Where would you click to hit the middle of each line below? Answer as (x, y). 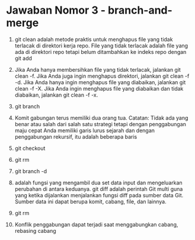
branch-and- (140, 10)
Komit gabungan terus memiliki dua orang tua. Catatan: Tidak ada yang (101, 118)
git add (23, 58)
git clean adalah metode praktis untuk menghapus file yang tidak (94, 39)
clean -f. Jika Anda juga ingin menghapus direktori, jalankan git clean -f (102, 76)
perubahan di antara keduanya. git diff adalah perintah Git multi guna (99, 189)
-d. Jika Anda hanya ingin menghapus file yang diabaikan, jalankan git (100, 82)
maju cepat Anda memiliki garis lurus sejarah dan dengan (85, 130)
